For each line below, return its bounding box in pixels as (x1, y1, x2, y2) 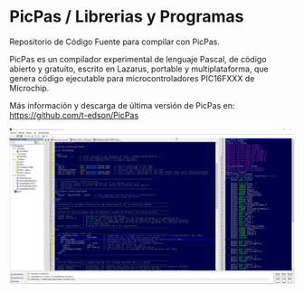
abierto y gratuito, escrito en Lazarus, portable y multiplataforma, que (9, 63, 269, 74)
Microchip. (9, 82, 50, 93)
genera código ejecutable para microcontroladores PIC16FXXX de (9, 72, 255, 83)
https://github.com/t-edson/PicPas (9, 109, 139, 120)
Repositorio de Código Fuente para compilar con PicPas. (9, 36, 220, 47)
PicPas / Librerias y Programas (9, 6, 244, 27)
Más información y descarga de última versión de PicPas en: (9, 99, 235, 110)
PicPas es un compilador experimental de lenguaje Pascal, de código (9, 53, 267, 64)
